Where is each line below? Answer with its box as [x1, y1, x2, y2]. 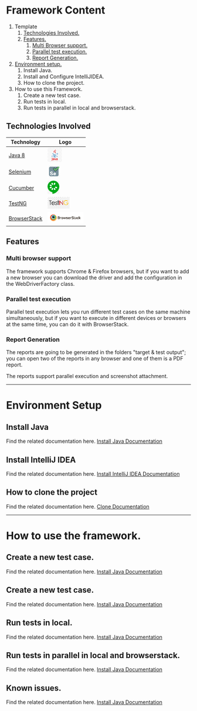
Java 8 [8, 152, 25, 159]
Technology [11, 139, 41, 146]
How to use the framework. [6, 529, 141, 543]
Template [14, 23, 38, 30]
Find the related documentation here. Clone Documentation [6, 503, 150, 510]
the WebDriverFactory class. [6, 280, 75, 287]
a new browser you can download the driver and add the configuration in [6, 274, 182, 281]
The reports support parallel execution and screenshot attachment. [6, 373, 168, 380]
